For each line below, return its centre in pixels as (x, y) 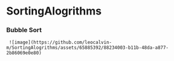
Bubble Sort (24, 30)
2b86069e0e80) (24, 53)
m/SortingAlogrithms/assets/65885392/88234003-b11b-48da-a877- (88, 48)
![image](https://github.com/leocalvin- (60, 43)
